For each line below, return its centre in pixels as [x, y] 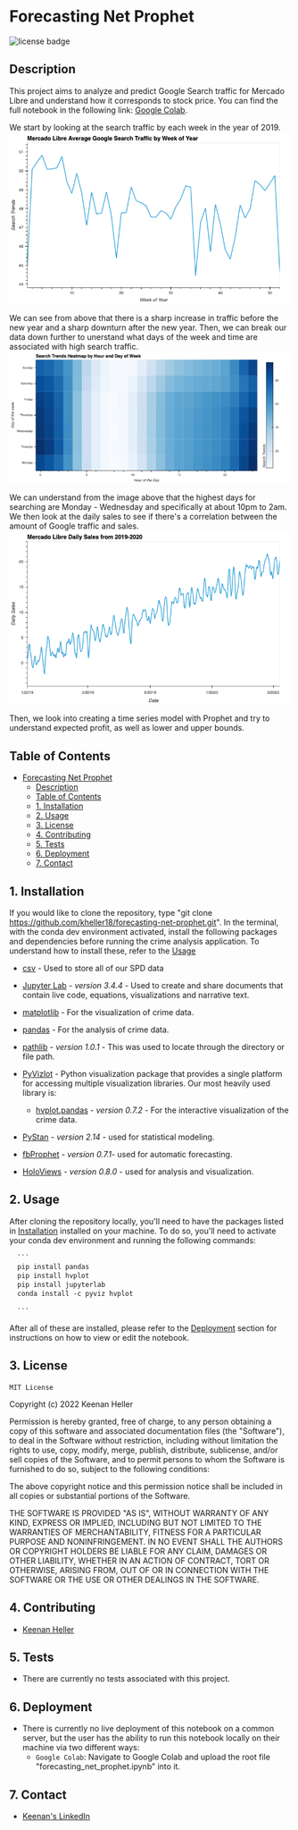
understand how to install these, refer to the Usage [103, 951]
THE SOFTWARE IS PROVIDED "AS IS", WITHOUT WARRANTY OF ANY [139, 1512]
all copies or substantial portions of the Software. [99, 1495]
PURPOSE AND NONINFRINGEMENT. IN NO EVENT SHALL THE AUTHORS [146, 1541]
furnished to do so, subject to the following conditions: [109, 1469]
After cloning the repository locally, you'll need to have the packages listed [146, 1221]
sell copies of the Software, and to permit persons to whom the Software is [147, 1459]
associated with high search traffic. [74, 347]
